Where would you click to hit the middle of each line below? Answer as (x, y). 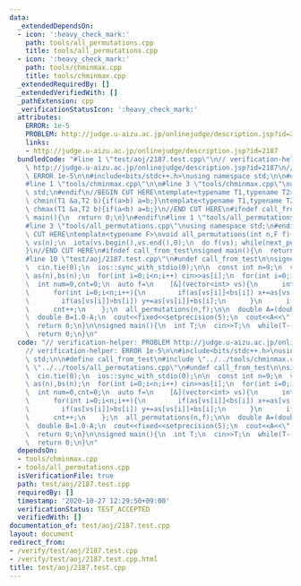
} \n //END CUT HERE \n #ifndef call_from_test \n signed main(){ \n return (160, 251)
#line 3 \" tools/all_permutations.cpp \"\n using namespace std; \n (150, 226)
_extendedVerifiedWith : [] (68, 92)
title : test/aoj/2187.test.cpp (68, 567)
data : (19, 17)
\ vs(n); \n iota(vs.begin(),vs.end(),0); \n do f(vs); (132, 243)
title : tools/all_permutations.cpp (92, 51)
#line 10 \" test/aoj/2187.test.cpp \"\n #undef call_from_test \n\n (150, 259)
